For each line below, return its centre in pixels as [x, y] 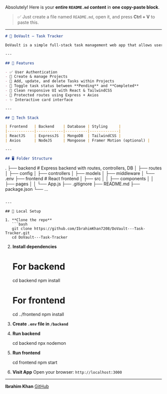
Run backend [26, 333]
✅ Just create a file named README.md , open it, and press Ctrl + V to [86, 17]
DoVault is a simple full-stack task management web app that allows [79, 45]
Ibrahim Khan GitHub [27, 386]
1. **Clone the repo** [29, 220]
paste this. [28, 22]
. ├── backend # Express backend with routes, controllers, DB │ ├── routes [83, 168]
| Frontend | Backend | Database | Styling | [63, 127]
